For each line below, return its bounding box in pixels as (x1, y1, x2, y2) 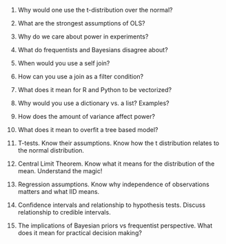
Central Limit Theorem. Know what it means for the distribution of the (17, 159, 215, 168)
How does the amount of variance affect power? (17, 113, 156, 120)
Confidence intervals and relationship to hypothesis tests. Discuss (17, 201, 206, 209)
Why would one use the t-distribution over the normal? (17, 6, 173, 14)
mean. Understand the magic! (17, 167, 103, 175)
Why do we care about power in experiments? (17, 32, 149, 41)
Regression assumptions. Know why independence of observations (17, 180, 209, 188)
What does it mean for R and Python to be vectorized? (17, 86, 172, 93)
